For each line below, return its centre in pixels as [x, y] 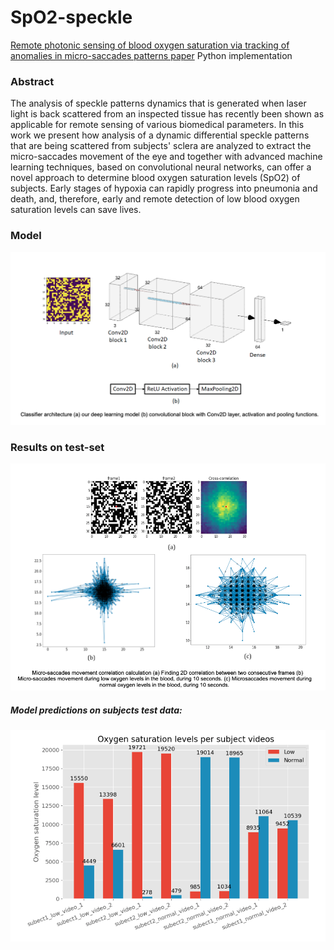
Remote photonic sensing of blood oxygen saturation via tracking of [150, 45]
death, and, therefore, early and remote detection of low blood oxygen [155, 199]
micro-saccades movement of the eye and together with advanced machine [166, 157]
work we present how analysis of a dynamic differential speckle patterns [160, 135]
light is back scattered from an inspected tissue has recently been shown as [167, 114]
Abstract [32, 81]
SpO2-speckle [71, 17]
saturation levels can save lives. [76, 210]
